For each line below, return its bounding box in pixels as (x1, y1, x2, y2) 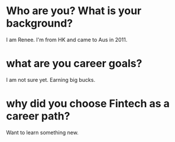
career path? (6, 110, 70, 123)
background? (6, 16, 73, 30)
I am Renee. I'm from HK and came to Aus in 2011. (6, 36, 128, 43)
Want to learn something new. (6, 128, 79, 136)
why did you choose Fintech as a (6, 97, 170, 110)
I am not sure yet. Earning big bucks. (6, 76, 96, 83)
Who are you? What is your (6, 4, 142, 18)
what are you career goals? (6, 57, 142, 70)
